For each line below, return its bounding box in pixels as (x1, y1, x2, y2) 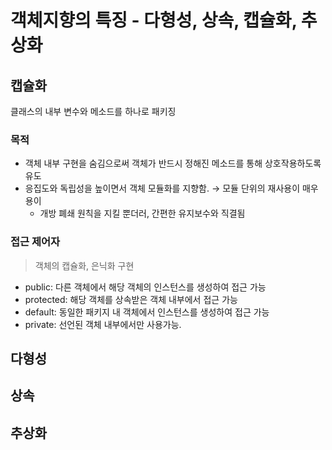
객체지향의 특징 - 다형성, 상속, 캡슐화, (10, 9, 298, 32)
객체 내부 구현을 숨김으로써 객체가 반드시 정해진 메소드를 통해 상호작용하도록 (24, 157, 322, 170)
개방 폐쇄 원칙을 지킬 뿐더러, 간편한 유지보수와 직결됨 (39, 207, 246, 220)
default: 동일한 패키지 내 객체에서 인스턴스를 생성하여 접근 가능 (24, 306, 270, 318)
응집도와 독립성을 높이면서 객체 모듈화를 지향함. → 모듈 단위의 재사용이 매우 (24, 182, 319, 195)
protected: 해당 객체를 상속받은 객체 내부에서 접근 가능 (24, 293, 238, 305)
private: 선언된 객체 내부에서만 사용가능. (24, 318, 182, 330)
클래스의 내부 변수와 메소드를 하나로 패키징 (10, 106, 177, 117)
